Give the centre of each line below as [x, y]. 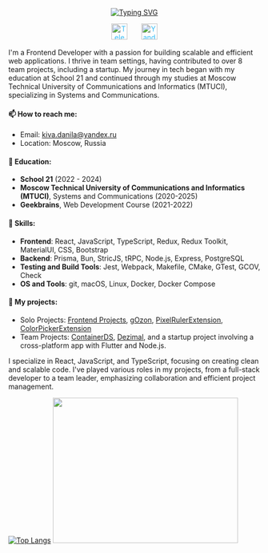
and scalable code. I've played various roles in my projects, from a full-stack [134, 369]
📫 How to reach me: [43, 114]
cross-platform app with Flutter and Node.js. [93, 345]
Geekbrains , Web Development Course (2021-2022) [106, 205]
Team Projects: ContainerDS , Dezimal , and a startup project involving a [137, 337]
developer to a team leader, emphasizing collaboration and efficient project [132, 377]
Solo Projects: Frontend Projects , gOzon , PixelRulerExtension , [122, 320]
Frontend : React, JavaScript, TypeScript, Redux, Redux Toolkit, [124, 241]
